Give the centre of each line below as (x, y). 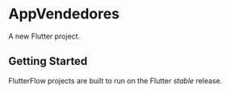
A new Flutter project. (44, 36)
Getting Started (48, 61)
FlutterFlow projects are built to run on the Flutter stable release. (115, 80)
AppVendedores (64, 14)
